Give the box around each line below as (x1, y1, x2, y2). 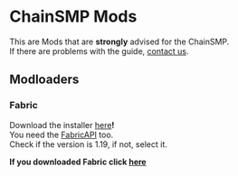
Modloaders (9, 72, 80, 88)
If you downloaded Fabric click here (9, 156, 147, 167)
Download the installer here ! (9, 119, 115, 130)
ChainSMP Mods (9, 6, 138, 27)
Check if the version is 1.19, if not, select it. (9, 138, 167, 150)
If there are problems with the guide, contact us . (9, 45, 189, 56)
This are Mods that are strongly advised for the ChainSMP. (9, 36, 230, 47)
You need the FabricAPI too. (9, 129, 114, 140)
